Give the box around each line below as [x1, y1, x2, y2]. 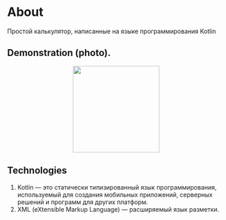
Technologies [7, 165, 68, 176]
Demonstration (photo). [7, 47, 111, 59]
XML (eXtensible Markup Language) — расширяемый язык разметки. [17, 205, 220, 213]
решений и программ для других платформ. [17, 198, 149, 206]
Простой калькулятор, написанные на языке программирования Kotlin [7, 27, 216, 35]
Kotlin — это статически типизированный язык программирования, [17, 183, 217, 191]
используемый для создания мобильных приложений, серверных [17, 190, 213, 199]
